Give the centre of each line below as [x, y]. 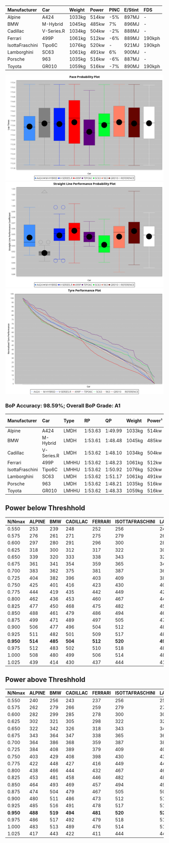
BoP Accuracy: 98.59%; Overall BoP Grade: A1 [63, 405]
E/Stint [132, 10]
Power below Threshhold [45, 508]
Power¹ [155, 421]
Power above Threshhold [45, 679]
